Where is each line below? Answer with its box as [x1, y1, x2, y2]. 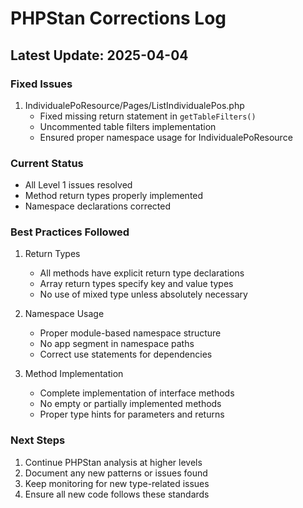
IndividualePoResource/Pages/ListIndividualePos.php [24, 99, 245, 111]
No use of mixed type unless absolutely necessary [39, 288, 248, 301]
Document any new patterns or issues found [24, 467, 208, 479]
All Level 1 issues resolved [24, 179, 133, 191]
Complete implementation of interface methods [39, 387, 235, 399]
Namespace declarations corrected [24, 200, 172, 212]
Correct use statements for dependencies [39, 348, 213, 361]
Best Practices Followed [10, 225, 130, 239]
